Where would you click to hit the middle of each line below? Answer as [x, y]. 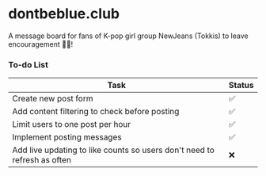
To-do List [28, 64]
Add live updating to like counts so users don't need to [114, 150]
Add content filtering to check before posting [96, 112]
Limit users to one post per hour [72, 124]
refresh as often [42, 160]
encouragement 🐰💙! [41, 44]
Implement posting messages [67, 137]
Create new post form [53, 98]
